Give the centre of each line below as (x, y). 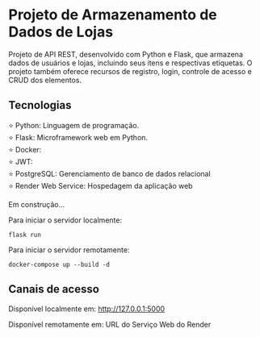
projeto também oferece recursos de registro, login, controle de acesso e (130, 71)
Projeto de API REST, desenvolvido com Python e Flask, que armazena (126, 54)
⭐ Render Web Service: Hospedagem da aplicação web (101, 185)
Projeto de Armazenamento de (113, 15)
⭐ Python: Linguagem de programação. (74, 125)
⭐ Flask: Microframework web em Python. (78, 137)
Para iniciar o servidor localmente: (65, 220)
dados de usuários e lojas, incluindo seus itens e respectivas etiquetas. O (130, 63)
